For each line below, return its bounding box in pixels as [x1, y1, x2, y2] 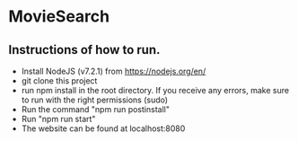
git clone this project [21, 75, 98, 86]
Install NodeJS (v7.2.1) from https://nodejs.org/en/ [21, 66, 206, 76]
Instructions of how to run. [8, 42, 161, 57]
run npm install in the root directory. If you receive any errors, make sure [21, 85, 289, 95]
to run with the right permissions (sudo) [21, 94, 168, 105]
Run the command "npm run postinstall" [21, 104, 170, 114]
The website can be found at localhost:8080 [21, 123, 186, 134]
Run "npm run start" [21, 114, 96, 124]
